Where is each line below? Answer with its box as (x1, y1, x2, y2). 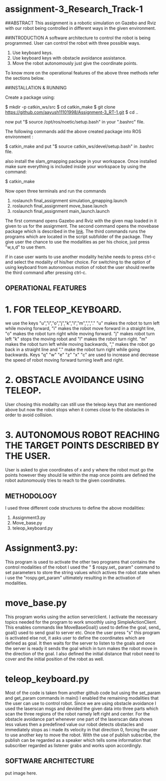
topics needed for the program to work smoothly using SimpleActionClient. (5, 619, 157, 625)
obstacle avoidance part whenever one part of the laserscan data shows (5, 716, 153, 722)
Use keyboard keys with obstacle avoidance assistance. (12, 55, 127, 61)
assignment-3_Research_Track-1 (5, 3, 143, 15)
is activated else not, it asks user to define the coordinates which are (5, 635, 145, 641)
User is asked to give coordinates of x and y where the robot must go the (5, 467, 154, 473)
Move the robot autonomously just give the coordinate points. (12, 60, 138, 66)
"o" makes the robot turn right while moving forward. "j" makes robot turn (5, 331, 155, 337)
